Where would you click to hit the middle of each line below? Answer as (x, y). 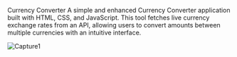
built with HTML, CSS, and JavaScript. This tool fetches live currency (109, 18)
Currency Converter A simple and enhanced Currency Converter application (119, 10)
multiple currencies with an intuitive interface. (74, 32)
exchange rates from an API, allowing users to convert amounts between (114, 25)
